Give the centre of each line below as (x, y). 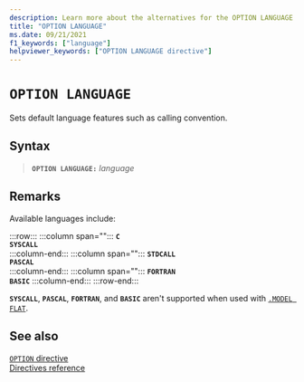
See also (34, 336)
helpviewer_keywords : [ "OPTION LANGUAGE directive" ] (111, 52)
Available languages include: (62, 218)
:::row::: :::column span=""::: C (65, 235)
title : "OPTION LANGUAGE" (58, 26)
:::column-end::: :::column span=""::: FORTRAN (93, 271)
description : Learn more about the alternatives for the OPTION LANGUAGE (152, 18)
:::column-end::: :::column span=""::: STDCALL (93, 253)
